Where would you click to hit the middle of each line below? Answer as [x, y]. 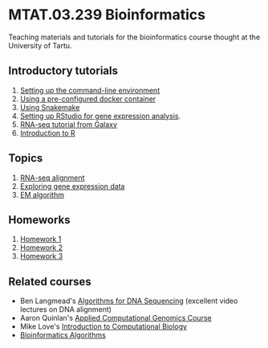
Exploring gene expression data [72, 186]
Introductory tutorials [63, 71]
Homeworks [39, 220]
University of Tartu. [40, 45]
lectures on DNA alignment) [66, 309]
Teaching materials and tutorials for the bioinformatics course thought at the [134, 37]
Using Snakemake [50, 107]
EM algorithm [42, 194]
